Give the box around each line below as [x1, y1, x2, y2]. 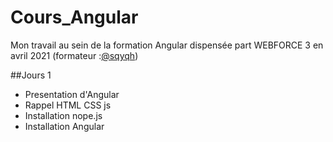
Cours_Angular [10, 6, 139, 29]
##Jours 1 [10, 69, 52, 81]
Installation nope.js [24, 109, 103, 121]
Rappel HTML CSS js [24, 99, 112, 111]
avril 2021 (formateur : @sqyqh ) [10, 49, 139, 61]
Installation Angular [24, 120, 105, 132]
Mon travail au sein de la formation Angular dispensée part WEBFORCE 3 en [10, 39, 324, 51]
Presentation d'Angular [24, 88, 120, 100]
